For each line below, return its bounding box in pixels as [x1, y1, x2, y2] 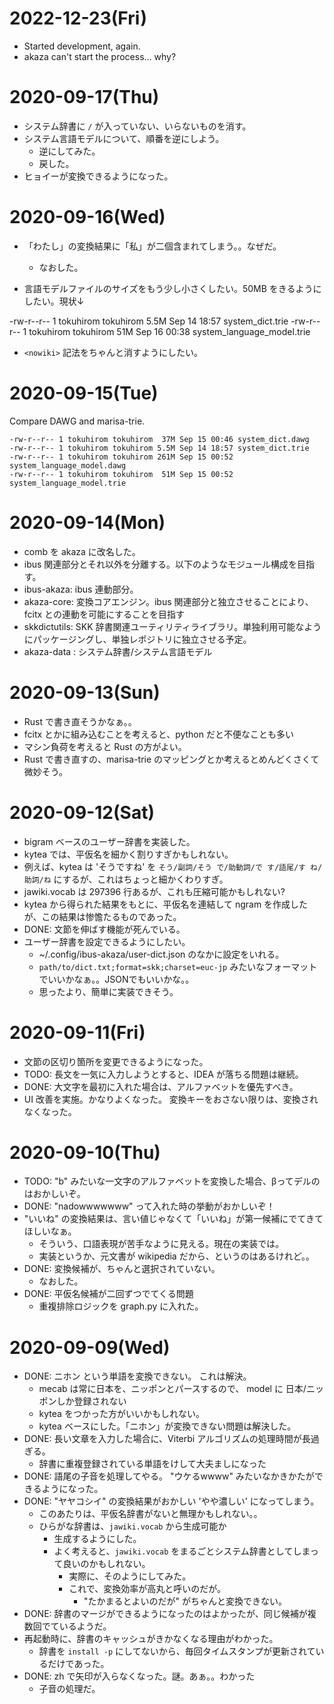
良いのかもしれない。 [62, 1558, 151, 1570]
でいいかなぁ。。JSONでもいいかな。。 [38, 973, 195, 985]
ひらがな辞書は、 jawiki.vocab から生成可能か [38, 1520, 227, 1532]
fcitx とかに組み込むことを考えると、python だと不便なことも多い [23, 728, 294, 740]
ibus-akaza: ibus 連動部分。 [23, 583, 139, 595]
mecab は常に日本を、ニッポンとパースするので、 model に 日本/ [38, 1383, 307, 1395]
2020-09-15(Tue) [9, 382, 159, 404]
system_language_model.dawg [9, 460, 127, 471]
